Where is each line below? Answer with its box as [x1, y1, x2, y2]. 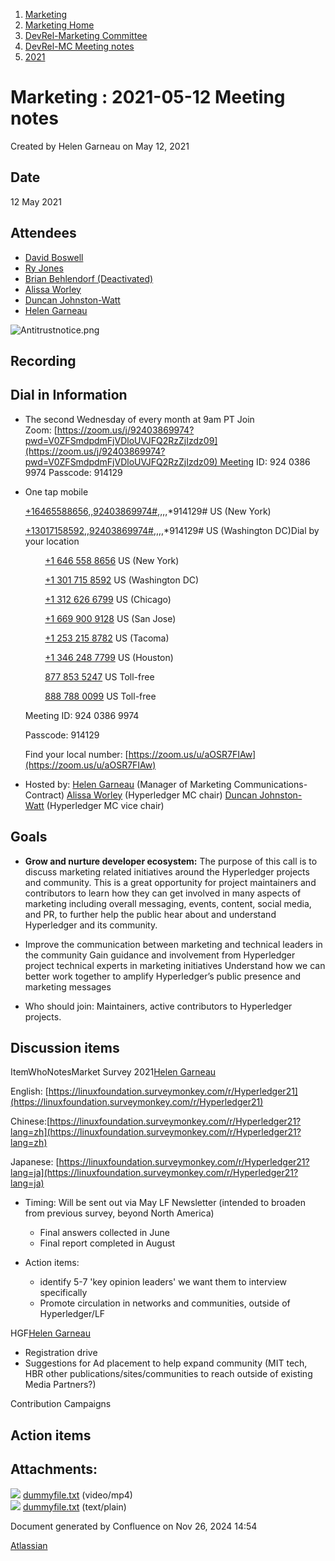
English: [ [10, 1085, 49, 1098]
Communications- [233, 778, 308, 790]
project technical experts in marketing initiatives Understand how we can [24, 959, 326, 971]
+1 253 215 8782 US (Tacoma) [44, 632, 170, 644]
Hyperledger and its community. [24, 919, 158, 931]
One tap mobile [24, 485, 89, 498]
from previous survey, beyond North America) [24, 1207, 215, 1219]
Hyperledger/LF [39, 1308, 106, 1320]
